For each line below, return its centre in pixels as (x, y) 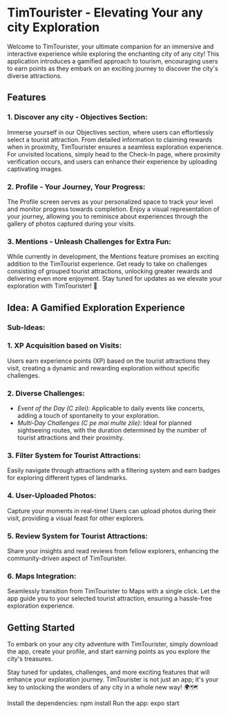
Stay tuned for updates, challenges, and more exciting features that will (108, 672)
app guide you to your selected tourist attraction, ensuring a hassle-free (110, 599)
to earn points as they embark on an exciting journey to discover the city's (113, 68)
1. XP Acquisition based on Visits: (65, 346)
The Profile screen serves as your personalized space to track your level (110, 201)
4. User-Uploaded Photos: (52, 496)
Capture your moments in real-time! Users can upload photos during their (112, 510)
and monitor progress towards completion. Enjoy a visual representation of (113, 209)
